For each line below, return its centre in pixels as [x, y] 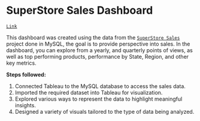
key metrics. [22, 63]
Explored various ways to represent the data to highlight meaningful [99, 99]
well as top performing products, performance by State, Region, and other [98, 56]
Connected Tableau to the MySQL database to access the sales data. [100, 86]
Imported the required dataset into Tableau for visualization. [89, 92]
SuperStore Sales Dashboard [80, 10]
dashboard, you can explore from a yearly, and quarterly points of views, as [99, 50]
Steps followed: [26, 74]
